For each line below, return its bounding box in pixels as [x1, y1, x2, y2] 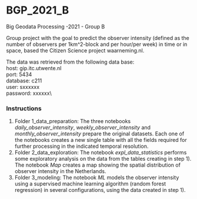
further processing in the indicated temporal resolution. [14, 142, 149, 150]
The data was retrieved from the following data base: [6, 58, 135, 65]
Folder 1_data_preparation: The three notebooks [14, 118, 131, 125]
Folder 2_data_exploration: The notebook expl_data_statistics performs [14, 149, 187, 156]
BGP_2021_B [6, 4, 69, 17]
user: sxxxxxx [6, 83, 40, 90]
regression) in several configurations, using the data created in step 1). [14, 187, 186, 194]
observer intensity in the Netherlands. [14, 168, 107, 175]
